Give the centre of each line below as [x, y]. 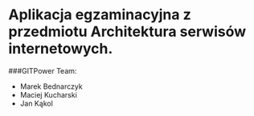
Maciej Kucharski [49, 94]
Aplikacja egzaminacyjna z [100, 15]
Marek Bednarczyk [51, 86]
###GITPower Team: [43, 70]
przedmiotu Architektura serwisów [127, 32]
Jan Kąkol [37, 103]
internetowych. [61, 49]
